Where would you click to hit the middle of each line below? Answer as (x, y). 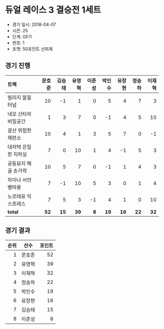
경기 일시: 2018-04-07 (34, 24)
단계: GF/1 (22, 37)
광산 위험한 (20, 130)
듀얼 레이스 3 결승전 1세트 (53, 10)
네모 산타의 (20, 114)
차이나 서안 (20, 180)
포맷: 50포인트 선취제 (32, 49)
